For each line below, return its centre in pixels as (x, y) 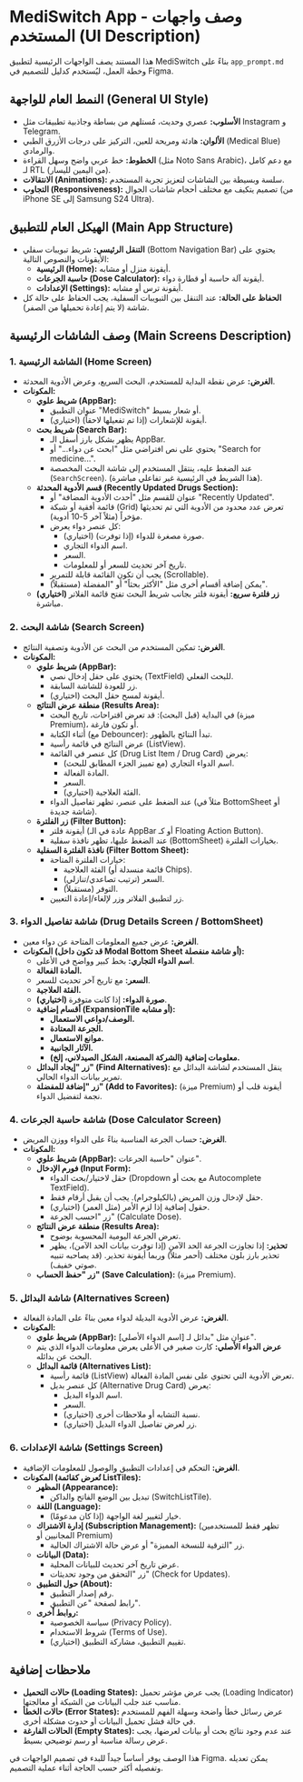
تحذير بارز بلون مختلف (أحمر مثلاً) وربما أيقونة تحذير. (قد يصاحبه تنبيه (165, 1256)
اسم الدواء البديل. (93, 1395)
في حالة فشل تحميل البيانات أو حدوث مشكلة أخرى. (109, 1721)
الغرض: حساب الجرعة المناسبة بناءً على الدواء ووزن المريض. (125, 1139)
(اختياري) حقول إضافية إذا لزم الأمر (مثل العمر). (130, 1207)
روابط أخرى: (57, 1612)
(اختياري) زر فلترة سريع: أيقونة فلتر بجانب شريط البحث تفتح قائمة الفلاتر (157, 594)
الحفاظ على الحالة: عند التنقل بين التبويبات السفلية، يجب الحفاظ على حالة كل (152, 297)
